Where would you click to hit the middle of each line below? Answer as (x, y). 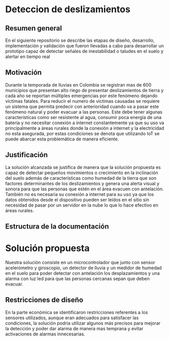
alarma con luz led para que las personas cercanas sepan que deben (77, 278)
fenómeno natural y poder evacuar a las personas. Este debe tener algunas (84, 112)
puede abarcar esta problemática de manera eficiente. (62, 139)
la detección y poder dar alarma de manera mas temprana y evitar (74, 328)
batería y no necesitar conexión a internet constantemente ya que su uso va (85, 123)
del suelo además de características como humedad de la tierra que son (81, 178)
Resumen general (34, 28)
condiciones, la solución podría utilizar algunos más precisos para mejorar (83, 323)
